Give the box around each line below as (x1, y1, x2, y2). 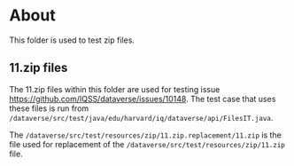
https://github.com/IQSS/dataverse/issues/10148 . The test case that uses (9, 93, 276, 104)
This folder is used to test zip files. (9, 35, 135, 45)
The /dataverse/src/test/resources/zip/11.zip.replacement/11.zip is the (9, 130, 282, 140)
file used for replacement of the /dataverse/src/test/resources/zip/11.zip (9, 138, 286, 149)
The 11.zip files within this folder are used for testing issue (9, 83, 220, 94)
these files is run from (9, 103, 89, 114)
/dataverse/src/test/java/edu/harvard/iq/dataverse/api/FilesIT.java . (9, 112, 274, 123)
